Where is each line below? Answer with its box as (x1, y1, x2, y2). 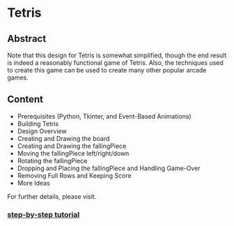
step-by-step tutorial (7, 209, 80, 219)
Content (7, 93, 44, 105)
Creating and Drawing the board (17, 134, 110, 142)
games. (7, 73, 29, 82)
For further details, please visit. (7, 192, 97, 200)
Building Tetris (17, 119, 59, 128)
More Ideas (17, 179, 50, 187)
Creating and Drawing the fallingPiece (17, 142, 127, 150)
